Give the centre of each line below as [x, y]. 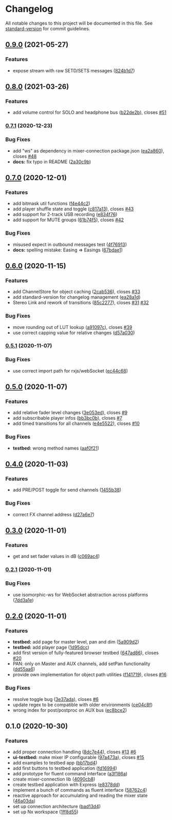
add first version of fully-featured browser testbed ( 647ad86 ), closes [86, 653]
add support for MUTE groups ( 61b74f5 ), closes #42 [68, 220]
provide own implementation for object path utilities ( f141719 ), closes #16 [90, 675]
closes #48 [25, 156]
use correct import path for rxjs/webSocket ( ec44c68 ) [70, 370]
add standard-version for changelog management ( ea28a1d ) [77, 297]
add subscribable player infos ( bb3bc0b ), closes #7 [67, 418]
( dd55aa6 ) [24, 669]
